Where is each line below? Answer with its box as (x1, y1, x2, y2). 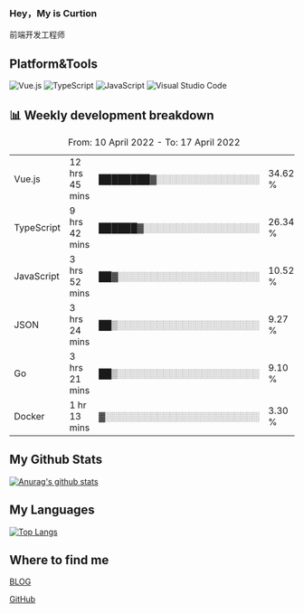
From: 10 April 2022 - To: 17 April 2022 (67, 136, 241, 148)
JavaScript (14, 269, 61, 282)
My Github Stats (9, 452, 102, 467)
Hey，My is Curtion (9, 6, 98, 19)
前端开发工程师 (9, 29, 65, 41)
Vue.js (14, 173, 41, 185)
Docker (14, 410, 45, 422)
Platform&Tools (9, 56, 98, 71)
